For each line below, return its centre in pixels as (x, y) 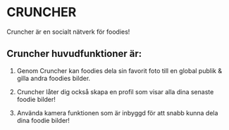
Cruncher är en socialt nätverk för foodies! (68, 32)
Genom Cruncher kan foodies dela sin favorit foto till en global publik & (119, 70)
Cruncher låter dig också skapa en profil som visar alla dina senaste (115, 91)
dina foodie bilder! (43, 120)
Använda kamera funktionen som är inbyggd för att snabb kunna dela (117, 112)
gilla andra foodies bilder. (54, 78)
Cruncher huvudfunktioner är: (74, 54)
